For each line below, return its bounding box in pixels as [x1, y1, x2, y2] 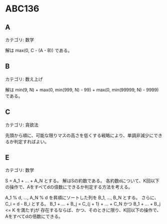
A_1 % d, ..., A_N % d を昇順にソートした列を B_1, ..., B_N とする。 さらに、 [5, 194, 159, 200]
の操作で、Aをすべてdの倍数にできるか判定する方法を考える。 [5, 184, 133, 190]
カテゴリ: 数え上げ [5, 76, 43, 82]
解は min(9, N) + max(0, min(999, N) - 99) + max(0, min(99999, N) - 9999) [5, 86, 159, 92]
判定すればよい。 [13, 138, 49, 144]
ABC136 [5, 3, 39, 14]
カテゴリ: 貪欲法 [5, 121, 38, 127]
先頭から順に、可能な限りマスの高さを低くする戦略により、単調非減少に [5, 132, 154, 138]
